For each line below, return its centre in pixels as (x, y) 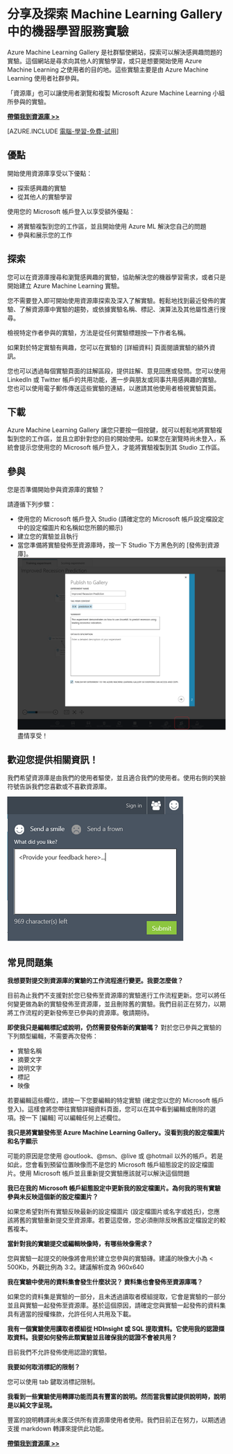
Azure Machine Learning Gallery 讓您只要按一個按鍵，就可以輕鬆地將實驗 (112, 430)
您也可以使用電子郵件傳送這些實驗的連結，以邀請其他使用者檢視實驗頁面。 (113, 388)
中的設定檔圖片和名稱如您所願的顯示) (70, 528)
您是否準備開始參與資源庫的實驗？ (56, 490)
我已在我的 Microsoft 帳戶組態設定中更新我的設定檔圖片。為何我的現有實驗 (114, 1188)
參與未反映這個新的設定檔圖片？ (53, 1197)
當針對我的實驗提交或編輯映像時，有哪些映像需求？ (80, 1244)
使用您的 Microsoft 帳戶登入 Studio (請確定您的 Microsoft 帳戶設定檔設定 (120, 519)
